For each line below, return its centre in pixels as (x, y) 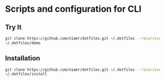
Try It (14, 27)
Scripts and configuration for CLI (73, 9)
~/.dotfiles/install (26, 74)
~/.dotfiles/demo (23, 43)
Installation (23, 58)
